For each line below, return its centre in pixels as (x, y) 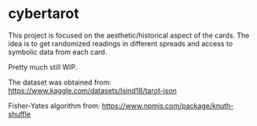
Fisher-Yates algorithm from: (54, 106)
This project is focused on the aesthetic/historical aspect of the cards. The (129, 35)
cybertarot (44, 14)
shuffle (20, 113)
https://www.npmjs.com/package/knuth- (168, 106)
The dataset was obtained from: (60, 82)
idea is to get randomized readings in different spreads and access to (121, 43)
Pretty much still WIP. (43, 67)
